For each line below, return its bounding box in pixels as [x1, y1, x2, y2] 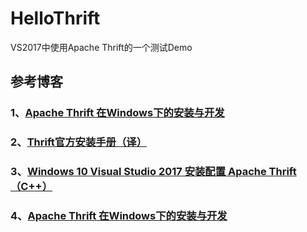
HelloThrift [10, 7, 101, 30]
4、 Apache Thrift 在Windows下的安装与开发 [10, 209, 228, 223]
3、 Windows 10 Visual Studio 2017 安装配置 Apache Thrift [10, 165, 297, 179]
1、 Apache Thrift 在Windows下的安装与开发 [10, 106, 225, 120]
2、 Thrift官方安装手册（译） [10, 135, 148, 149]
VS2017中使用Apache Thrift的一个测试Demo [10, 41, 193, 53]
